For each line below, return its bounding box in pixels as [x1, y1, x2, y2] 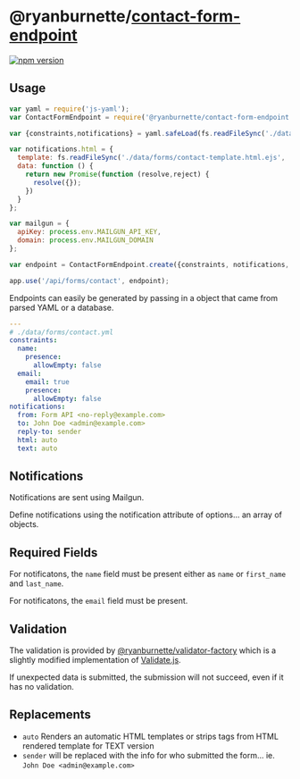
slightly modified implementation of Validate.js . [9, 655, 181, 666]
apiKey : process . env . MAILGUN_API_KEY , [17, 228, 162, 237]
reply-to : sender [17, 427, 82, 436]
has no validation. [9, 682, 74, 692]
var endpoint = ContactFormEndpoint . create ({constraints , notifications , [9, 260, 290, 269]
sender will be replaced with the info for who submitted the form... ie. [21, 750, 275, 760]
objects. [9, 519, 39, 530]
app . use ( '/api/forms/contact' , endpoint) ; [9, 276, 170, 285]
